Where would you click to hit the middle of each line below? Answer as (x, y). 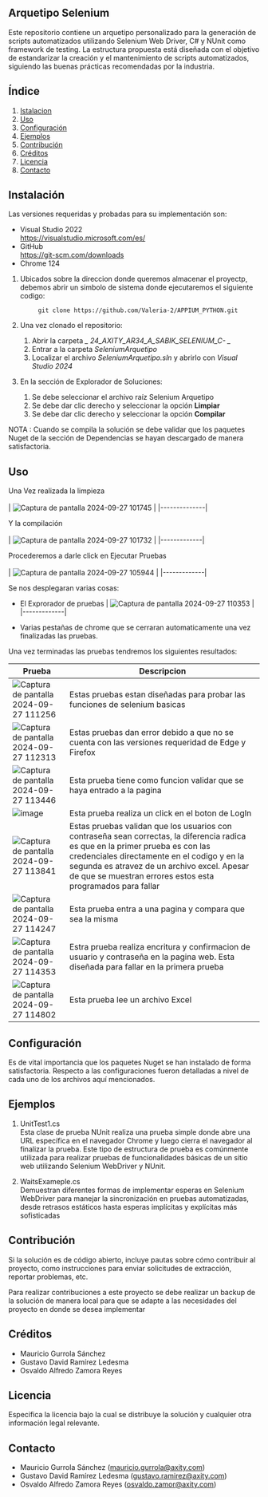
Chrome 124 (40, 263)
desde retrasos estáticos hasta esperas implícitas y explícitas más (128, 1207)
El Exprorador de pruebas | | (137, 604)
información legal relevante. (54, 1423)
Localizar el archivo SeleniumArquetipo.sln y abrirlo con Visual (134, 357)
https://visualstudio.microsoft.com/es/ (83, 238)
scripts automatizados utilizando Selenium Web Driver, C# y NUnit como (127, 41)
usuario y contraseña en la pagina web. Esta (152, 957)
